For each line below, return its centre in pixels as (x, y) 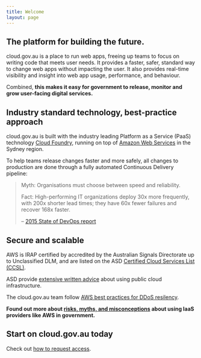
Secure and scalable (45, 240)
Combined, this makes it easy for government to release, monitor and (94, 87)
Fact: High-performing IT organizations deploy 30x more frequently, (105, 197)
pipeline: (17, 174)
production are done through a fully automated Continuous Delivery (90, 167)
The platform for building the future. (75, 42)
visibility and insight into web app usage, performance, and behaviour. (93, 75)
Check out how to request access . (49, 348)
